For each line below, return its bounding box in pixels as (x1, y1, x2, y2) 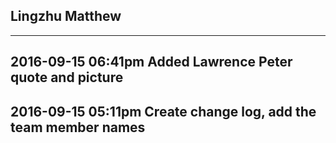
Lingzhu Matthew (10, 8, 122, 25)
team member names (10, 119, 146, 136)
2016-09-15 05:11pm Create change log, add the (10, 103, 317, 120)
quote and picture (10, 69, 124, 86)
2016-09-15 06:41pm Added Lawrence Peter (10, 54, 293, 71)
